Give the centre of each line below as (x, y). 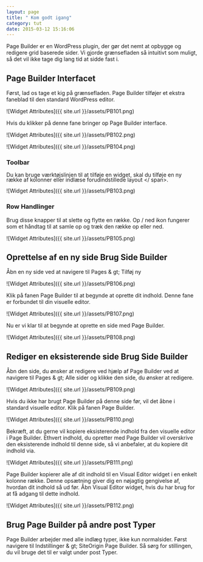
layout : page (23, 12)
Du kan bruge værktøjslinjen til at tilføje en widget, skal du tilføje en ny (94, 175)
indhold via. (21, 451)
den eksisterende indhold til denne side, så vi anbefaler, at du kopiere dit (97, 444)
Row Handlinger (30, 206)
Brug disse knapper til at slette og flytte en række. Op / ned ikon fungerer (98, 220)
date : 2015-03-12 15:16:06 (40, 29)
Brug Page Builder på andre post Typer (81, 525)
